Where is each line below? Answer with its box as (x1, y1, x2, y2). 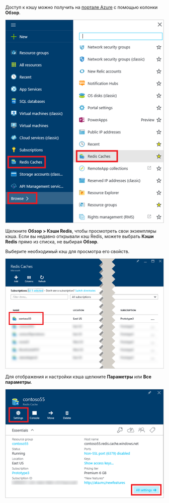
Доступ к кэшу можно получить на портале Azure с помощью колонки (5, 5, 158, 10)
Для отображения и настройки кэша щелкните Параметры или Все (5, 374, 152, 380)
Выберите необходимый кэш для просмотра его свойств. (5, 248, 130, 254)
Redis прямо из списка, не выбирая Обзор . (5, 239, 99, 245)
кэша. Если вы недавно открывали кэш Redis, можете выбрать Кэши (5, 233, 154, 239)
